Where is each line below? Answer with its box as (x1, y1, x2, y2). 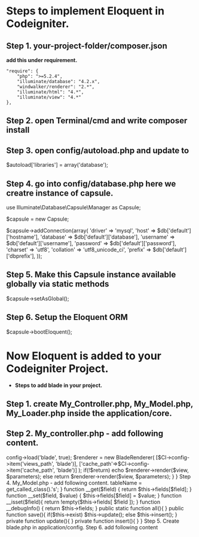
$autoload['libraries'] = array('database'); (6, 161, 109, 169)
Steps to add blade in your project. (14, 382, 103, 389)
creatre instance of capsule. (6, 188, 114, 198)
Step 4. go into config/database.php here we (6, 178, 176, 189)
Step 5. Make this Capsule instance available (6, 270, 176, 280)
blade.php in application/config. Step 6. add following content (6, 523, 158, 530)
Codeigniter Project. (6, 362, 109, 375)
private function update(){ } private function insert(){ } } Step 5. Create (6, 517, 179, 524)
